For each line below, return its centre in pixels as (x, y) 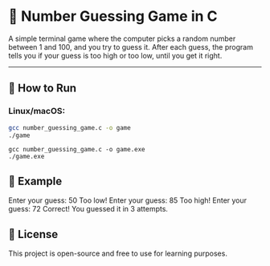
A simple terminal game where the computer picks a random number (122, 38)
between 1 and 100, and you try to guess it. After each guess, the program (131, 46)
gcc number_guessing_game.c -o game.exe (77, 150)
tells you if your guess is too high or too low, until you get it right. (115, 55)
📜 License (33, 234)
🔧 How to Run (43, 89)
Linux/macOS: (37, 111)
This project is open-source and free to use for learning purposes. (118, 253)
